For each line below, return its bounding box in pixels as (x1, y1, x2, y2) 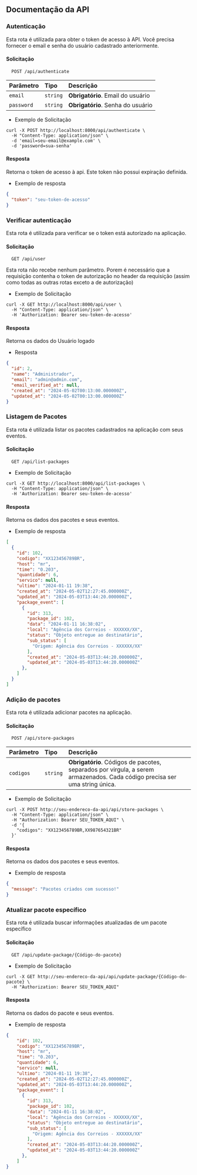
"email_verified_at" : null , (11, 382, 80, 388)
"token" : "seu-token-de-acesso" (11, 197, 91, 203)
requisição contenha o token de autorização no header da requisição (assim (6, 273, 190, 280)
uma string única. (68, 780, 116, 789)
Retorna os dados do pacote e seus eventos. (6, 1009, 114, 1017)
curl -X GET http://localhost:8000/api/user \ (6, 302, 122, 308)
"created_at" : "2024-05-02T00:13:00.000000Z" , (11, 388, 127, 393)
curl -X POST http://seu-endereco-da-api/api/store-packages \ (6, 807, 164, 813)
